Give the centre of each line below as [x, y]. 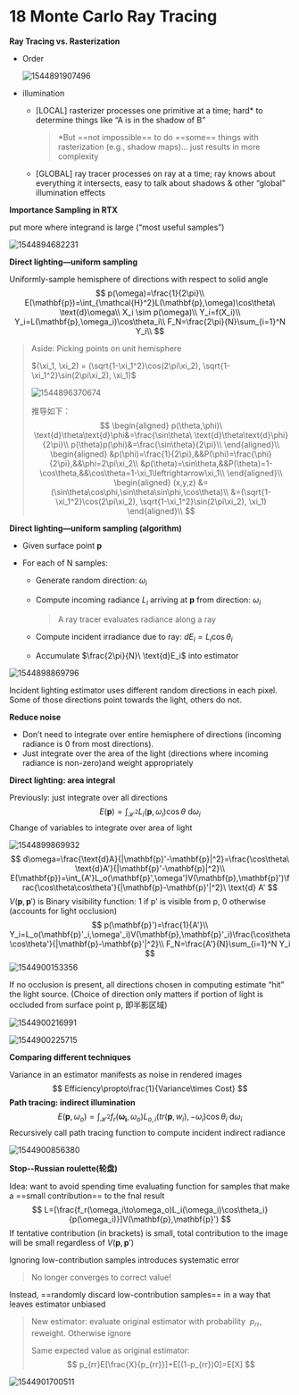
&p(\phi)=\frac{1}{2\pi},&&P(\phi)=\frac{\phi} [191, 454]
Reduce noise [35, 718]
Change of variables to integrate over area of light [101, 828]
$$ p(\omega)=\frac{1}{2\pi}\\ [150, 293]
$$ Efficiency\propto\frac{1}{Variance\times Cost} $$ [150, 1088]
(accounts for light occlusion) [63, 911]
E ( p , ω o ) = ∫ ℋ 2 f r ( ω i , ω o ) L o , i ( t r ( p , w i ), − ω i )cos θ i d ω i [150, 1117]
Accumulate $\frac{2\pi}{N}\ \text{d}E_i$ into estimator [137, 656]
